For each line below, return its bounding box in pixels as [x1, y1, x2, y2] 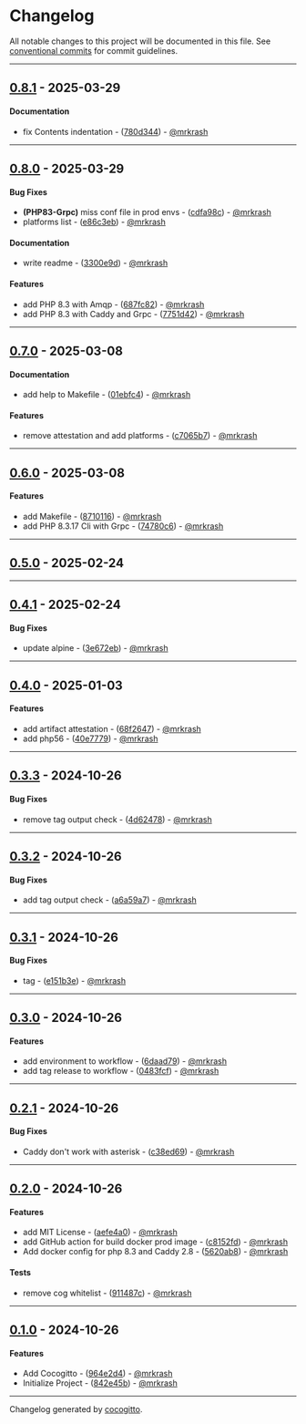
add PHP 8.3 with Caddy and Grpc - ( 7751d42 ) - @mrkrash [22, 308, 245, 319]
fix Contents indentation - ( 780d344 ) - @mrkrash [22, 126, 209, 137]
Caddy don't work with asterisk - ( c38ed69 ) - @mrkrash [22, 1146, 235, 1157]
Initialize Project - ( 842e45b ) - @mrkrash [22, 1378, 178, 1388]
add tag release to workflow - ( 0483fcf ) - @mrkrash [22, 1066, 219, 1077]
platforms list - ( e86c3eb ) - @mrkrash [22, 216, 167, 228]
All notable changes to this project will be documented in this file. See [9, 36, 271, 46]
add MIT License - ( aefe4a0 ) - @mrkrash [22, 1227, 178, 1238]
